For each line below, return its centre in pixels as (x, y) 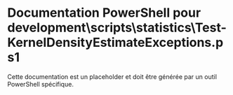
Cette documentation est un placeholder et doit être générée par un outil (112, 76)
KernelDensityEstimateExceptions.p (115, 43)
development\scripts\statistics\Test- (117, 28)
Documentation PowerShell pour (104, 13)
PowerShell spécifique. (40, 84)
